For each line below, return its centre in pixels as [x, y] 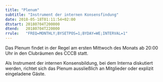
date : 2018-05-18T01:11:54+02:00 [40, 19]
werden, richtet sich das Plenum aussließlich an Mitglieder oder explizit [79, 68]
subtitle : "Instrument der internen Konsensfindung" [62, 15]
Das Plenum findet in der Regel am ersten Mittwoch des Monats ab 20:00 [82, 48]
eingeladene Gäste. [26, 74]
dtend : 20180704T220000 [32, 29]
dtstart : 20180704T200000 [32, 24]
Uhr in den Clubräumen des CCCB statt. [47, 53]
